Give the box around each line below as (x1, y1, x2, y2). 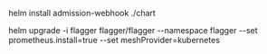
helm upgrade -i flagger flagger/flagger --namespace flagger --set (8, 25, 259, 35)
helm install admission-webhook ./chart (8, 8, 156, 18)
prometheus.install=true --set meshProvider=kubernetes (8, 35, 221, 45)
